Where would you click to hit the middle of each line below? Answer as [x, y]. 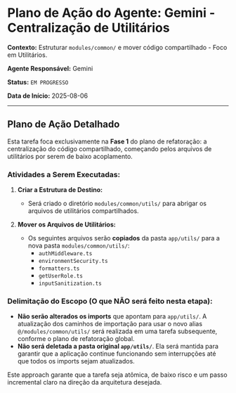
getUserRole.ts [60, 276]
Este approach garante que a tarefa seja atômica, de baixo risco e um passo [117, 375]
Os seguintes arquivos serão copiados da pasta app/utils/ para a [124, 238]
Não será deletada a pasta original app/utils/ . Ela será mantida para [118, 347]
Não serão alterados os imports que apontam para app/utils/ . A [112, 316]
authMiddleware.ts [65, 254]
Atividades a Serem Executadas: [64, 174]
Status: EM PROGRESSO [38, 82]
